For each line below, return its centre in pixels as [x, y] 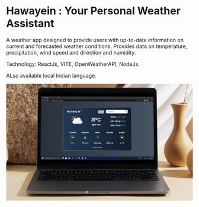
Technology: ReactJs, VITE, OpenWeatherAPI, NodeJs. [73, 64]
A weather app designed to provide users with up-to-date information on [95, 40]
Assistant [30, 23]
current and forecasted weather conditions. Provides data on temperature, [97, 46]
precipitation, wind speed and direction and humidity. [71, 52]
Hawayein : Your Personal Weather [93, 11]
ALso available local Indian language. [51, 75]
